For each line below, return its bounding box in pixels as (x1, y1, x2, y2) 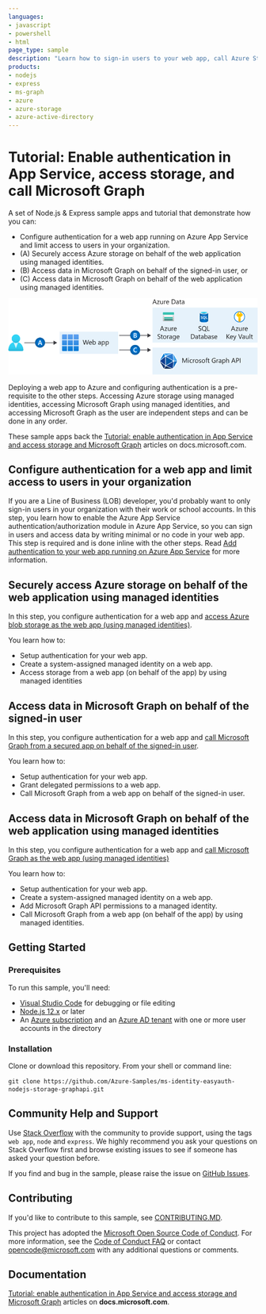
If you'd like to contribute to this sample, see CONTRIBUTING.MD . (8, 1212, 223, 1222)
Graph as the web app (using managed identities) (8, 853, 169, 863)
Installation (8, 1043, 53, 1054)
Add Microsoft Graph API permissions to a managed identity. (19, 901, 218, 910)
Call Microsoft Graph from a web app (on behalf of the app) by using (19, 909, 244, 919)
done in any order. (8, 416, 68, 426)
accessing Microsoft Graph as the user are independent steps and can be (8, 408, 249, 417)
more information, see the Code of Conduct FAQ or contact (8, 1236, 201, 1246)
